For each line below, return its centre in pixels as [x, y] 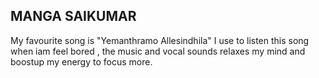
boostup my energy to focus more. [81, 61]
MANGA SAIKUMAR [73, 16]
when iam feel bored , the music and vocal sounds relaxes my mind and [158, 51]
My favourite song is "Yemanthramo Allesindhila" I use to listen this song [160, 40]
